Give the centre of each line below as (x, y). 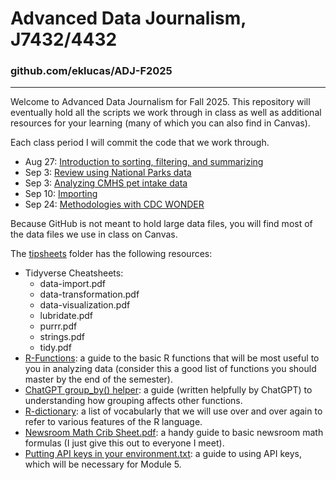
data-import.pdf (73, 284)
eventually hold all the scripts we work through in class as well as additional (166, 113)
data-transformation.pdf (89, 294)
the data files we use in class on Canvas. (94, 234)
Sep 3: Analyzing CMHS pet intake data (106, 183)
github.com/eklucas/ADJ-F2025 (91, 71)
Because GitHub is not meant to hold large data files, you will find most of (161, 224)
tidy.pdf (55, 348)
